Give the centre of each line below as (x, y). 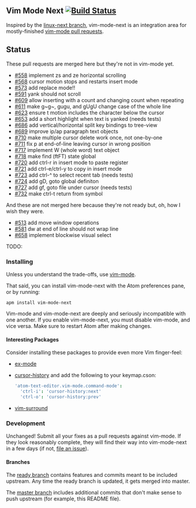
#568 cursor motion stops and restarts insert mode (76, 81)
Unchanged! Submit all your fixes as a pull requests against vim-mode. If (94, 436)
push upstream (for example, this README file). (63, 499)
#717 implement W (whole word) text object (67, 150)
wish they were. (25, 211)
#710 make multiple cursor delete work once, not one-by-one (88, 137)
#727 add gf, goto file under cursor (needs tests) (73, 187)
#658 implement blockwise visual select (63, 235)
